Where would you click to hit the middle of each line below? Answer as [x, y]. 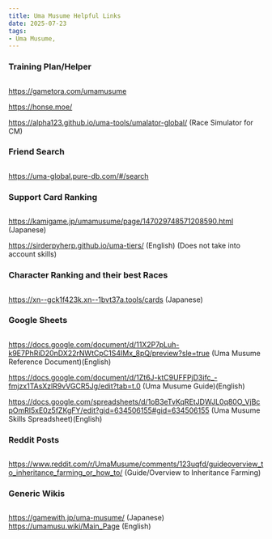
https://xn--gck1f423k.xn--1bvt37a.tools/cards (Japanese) [106, 299]
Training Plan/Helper [50, 67]
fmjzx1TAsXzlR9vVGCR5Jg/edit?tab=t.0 [75, 386]
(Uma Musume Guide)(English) [194, 386]
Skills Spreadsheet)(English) [55, 418]
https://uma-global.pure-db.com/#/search [79, 176]
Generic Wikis [37, 494]
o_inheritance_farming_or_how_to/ [66, 473]
